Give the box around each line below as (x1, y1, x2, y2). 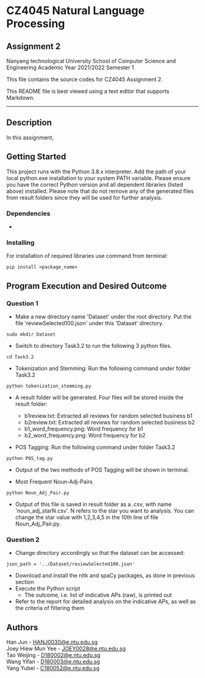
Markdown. (6, 94, 35, 101)
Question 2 (6, 535, 40, 544)
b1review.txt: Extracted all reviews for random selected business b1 (24, 412, 193, 420)
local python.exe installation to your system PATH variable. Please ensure (6, 174, 191, 181)
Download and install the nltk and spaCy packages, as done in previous (15, 572, 195, 579)
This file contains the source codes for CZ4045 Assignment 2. (6, 76, 163, 83)
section (15, 578, 34, 586)
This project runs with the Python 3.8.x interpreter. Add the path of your (6, 168, 186, 175)
